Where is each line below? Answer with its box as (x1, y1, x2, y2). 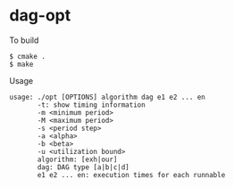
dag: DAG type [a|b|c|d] (37, 162, 130, 172)
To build (9, 35, 39, 45)
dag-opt (9, 5, 71, 26)
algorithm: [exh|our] (37, 155, 118, 164)
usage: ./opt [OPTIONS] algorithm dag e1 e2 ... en (9, 93, 205, 102)
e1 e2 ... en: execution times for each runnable (37, 170, 226, 179)
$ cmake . (9, 52, 46, 61)
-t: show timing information (37, 100, 146, 110)
